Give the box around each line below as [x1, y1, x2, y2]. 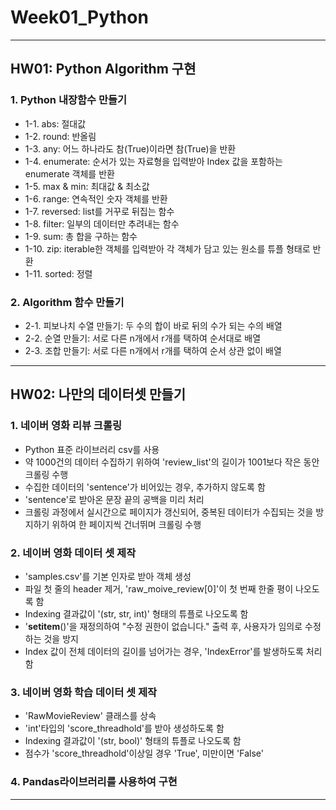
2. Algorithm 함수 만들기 [10, 295, 125, 309]
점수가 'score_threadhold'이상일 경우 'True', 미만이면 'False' [24, 747, 265, 760]
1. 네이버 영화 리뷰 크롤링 [10, 419, 123, 433]
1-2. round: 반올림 [24, 130, 97, 142]
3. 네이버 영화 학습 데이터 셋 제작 [10, 685, 158, 699]
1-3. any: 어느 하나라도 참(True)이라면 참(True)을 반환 [24, 142, 237, 155]
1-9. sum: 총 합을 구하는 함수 [24, 230, 138, 242]
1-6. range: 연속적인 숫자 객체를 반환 [24, 192, 168, 205]
